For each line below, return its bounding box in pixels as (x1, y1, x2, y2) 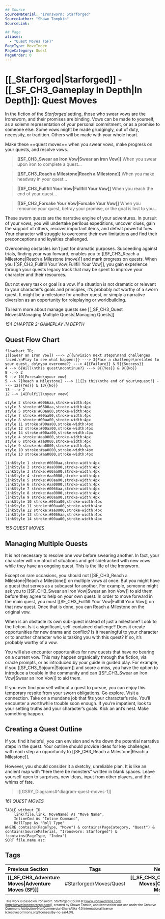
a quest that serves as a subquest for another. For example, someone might (5, 583, 158, 589)
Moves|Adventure (7, 880, 51, 887)
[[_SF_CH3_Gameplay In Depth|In (5, 84, 142, 95)
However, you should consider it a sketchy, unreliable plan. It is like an (5, 763, 147, 769)
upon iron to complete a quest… (17, 161, 82, 167)
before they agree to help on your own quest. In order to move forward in (5, 593, 153, 599)
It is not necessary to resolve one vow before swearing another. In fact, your (5, 552, 160, 558)
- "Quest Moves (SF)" (9, 39, 54, 44)
